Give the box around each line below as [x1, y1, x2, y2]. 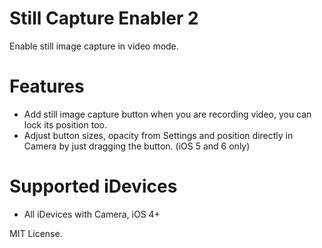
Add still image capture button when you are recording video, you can [23, 108, 312, 120]
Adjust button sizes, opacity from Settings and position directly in [23, 129, 294, 141]
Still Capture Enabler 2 [9, 7, 199, 30]
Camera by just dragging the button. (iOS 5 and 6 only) [23, 140, 251, 152]
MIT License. [9, 227, 63, 239]
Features [9, 75, 85, 98]
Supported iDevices [9, 175, 178, 198]
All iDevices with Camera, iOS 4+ [23, 208, 161, 220]
